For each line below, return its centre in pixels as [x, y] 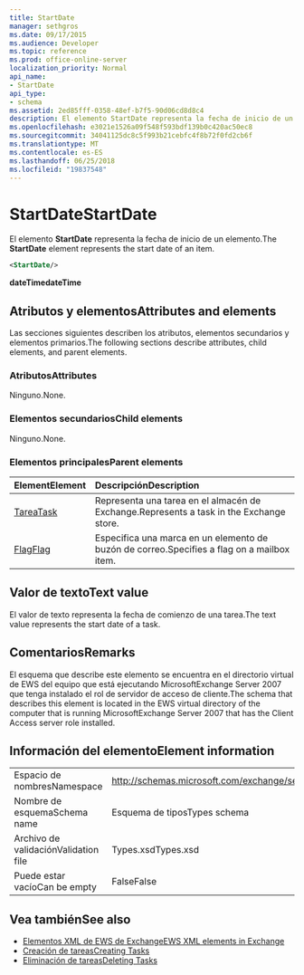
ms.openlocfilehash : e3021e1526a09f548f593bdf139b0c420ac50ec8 [131, 128]
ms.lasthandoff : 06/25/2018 [62, 161]
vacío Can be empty [56, 887]
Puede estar [40, 876]
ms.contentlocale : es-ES [56, 152]
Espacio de [38, 775]
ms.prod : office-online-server [68, 60]
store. [107, 523]
